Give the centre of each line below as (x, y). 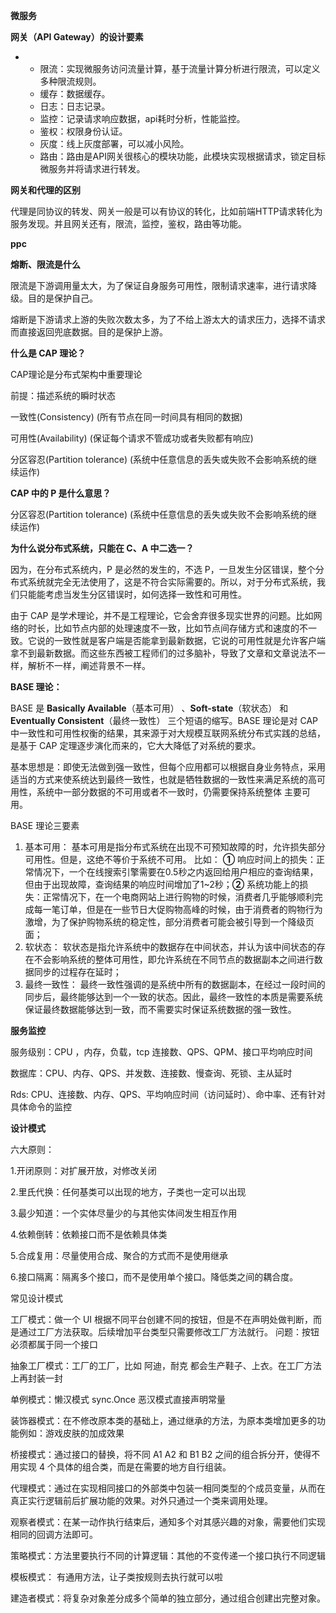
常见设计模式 (36, 1298)
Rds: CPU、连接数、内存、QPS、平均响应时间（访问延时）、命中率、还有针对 (168, 1094)
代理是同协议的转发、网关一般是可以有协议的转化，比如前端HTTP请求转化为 (166, 211)
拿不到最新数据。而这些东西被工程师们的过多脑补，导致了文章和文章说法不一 (168, 653)
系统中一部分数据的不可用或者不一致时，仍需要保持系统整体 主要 (169, 792)
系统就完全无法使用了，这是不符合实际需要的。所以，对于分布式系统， (172, 582)
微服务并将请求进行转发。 (92, 168)
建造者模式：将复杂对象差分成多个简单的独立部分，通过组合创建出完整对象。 (168, 1598)
